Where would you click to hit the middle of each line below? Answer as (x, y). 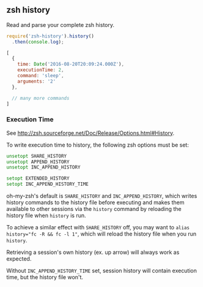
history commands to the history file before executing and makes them (95, 202)
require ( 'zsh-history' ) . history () (50, 36)
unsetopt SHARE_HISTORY (37, 156)
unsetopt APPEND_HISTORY (38, 162)
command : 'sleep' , (41, 76)
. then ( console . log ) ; (38, 42)
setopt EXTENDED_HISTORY (38, 178)
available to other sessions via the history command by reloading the (94, 209)
